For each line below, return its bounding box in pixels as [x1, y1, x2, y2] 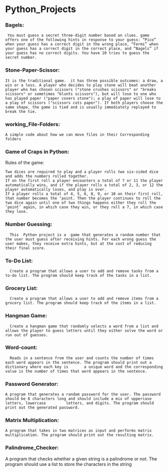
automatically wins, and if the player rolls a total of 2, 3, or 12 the [5, 183, 163, 188]
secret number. [5, 55, 37, 60]
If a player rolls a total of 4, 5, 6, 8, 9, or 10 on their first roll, [5, 192, 163, 197]
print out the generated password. [5, 405, 80, 410]
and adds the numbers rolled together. [5, 174, 89, 179]
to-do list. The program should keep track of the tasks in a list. [5, 273, 152, 278]
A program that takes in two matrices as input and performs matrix [5, 428, 152, 433]
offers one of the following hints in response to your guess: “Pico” [5, 37, 156, 42]
